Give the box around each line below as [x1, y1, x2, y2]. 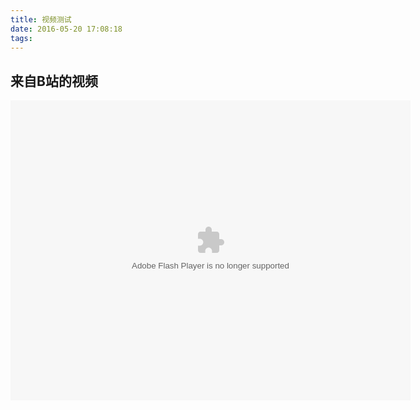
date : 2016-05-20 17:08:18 [10, 24, 123, 34]
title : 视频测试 [10, 14, 72, 25]
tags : [10, 33, 33, 43]
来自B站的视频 [10, 72, 98, 90]
